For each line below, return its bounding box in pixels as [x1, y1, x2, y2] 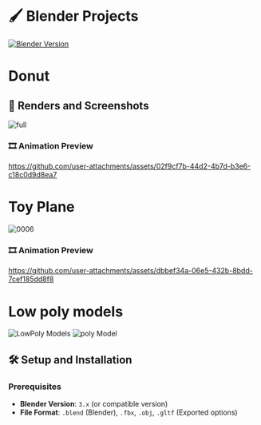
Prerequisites [8, 381, 61, 392]
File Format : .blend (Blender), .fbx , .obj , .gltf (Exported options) [19, 407, 238, 417]
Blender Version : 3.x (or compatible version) [19, 399, 168, 409]
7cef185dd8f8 [8, 274, 54, 284]
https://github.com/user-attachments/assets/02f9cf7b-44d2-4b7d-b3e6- [8, 161, 251, 171]
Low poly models [8, 302, 124, 320]
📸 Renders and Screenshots [8, 98, 149, 113]
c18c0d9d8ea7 [8, 170, 57, 180]
